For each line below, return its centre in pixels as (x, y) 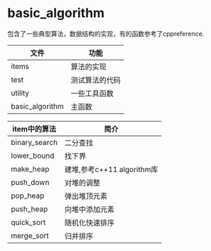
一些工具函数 (92, 93)
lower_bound (33, 156)
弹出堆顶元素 (86, 196)
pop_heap (28, 196)
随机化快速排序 (90, 223)
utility (20, 92)
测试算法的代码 (96, 80)
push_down (30, 182)
